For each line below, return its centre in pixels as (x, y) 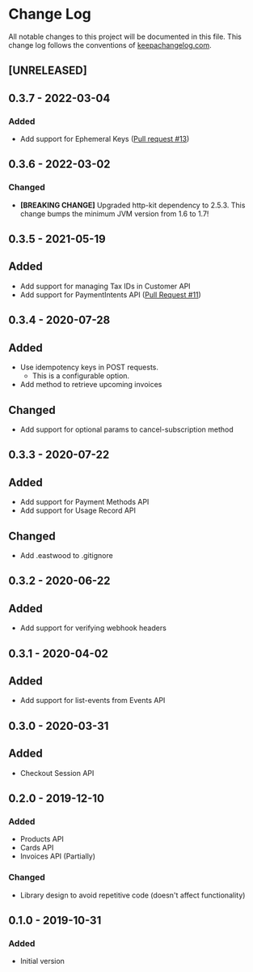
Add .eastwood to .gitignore (66, 555)
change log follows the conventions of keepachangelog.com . (110, 45)
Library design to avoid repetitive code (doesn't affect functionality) (133, 895)
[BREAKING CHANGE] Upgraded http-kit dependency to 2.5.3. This (133, 205)
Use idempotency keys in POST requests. (89, 367)
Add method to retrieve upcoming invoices (91, 385)
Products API (42, 839)
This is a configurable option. (81, 376)
